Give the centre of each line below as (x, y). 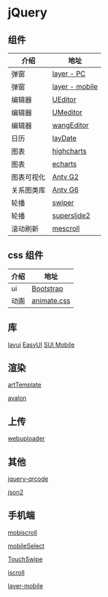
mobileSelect (26, 545)
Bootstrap (48, 288)
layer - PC (69, 74)
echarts (65, 164)
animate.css (51, 301)
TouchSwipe (25, 559)
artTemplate (25, 385)
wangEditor (71, 125)
